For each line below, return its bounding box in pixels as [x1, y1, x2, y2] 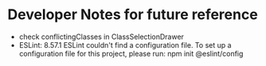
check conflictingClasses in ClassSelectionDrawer [18, 32, 185, 41]
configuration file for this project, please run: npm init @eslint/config [18, 49, 244, 58]
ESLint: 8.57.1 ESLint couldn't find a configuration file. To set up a [18, 40, 232, 49]
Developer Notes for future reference [7, 6, 258, 24]
